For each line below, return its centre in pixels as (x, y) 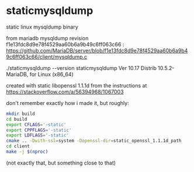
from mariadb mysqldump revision (47, 38)
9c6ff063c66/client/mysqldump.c (47, 57)
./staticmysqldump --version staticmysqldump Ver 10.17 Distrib (81, 68)
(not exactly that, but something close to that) (61, 163)
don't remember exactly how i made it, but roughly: (68, 103)
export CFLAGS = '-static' (36, 124)
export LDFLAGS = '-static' (37, 135)
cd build (17, 119)
